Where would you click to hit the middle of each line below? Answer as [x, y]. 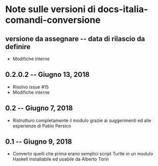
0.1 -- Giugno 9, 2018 [39, 142]
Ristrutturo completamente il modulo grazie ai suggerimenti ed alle [82, 120]
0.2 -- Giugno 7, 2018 [39, 108]
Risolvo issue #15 [31, 87]
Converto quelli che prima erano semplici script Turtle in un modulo [83, 154]
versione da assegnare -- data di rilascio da [75, 39]
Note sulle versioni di [51, 9]
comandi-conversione [53, 20]
